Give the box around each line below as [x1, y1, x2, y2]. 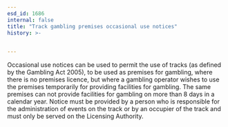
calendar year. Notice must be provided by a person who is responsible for [7, 97, 220, 106]
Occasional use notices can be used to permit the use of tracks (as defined [7, 61, 222, 69]
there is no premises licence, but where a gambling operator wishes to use [7, 75, 220, 84]
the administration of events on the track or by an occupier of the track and [7, 105, 221, 113]
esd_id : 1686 [7, 10, 45, 17]
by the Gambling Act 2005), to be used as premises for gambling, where [7, 68, 213, 77]
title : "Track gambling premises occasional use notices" [7, 23, 178, 30]
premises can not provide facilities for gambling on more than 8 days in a [7, 90, 215, 99]
